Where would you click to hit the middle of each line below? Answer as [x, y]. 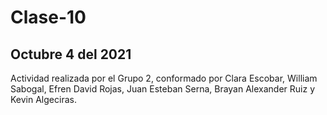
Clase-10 [48, 17]
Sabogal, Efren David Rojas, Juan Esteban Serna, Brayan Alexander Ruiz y [163, 89]
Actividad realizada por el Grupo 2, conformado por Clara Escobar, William [164, 78]
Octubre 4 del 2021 [71, 54]
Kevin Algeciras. [43, 99]
